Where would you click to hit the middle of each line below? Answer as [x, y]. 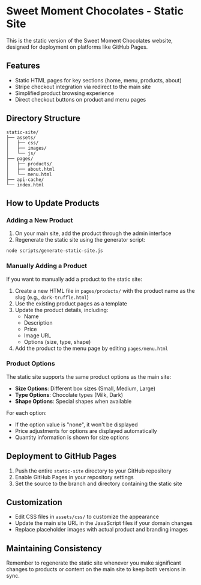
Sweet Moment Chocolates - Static [95, 11]
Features [23, 66]
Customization [34, 502]
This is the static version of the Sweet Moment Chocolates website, [89, 40]
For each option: [26, 412]
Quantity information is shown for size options [72, 437]
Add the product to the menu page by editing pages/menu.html [91, 348]
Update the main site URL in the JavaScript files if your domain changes [104, 523]
